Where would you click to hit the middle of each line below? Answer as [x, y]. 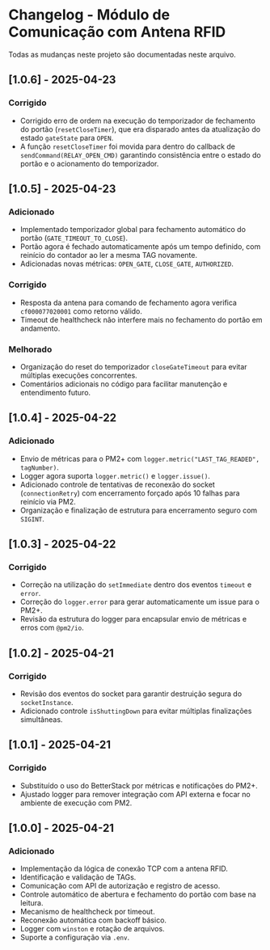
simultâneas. [41, 719]
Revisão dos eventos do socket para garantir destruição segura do [131, 694]
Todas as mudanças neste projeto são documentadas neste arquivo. [122, 54]
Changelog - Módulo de [89, 15]
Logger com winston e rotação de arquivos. [92, 929]
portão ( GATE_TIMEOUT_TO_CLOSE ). [74, 238]
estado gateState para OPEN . [67, 137]
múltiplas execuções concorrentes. [78, 375]
